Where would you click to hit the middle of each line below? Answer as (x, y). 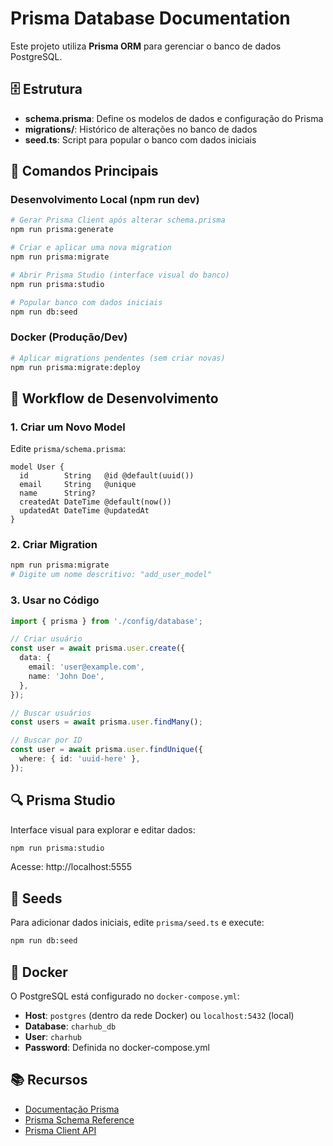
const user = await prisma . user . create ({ (98, 648)
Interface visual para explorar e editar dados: (103, 829)
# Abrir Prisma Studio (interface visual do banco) (120, 275)
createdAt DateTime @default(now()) (95, 502)
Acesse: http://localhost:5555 (71, 867)
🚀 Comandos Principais (84, 171)
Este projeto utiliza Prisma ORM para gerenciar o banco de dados (146, 46)
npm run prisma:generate (62, 230)
